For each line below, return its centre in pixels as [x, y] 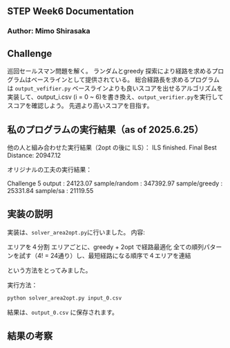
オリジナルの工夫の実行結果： [49, 170]
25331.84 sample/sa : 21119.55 [50, 190]
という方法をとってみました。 [49, 270]
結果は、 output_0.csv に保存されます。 [63, 312]
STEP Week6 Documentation [71, 11]
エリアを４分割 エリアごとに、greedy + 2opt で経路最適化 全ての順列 [106, 247]
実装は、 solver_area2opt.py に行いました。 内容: [76, 232]
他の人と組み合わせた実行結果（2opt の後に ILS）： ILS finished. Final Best [112, 147]
